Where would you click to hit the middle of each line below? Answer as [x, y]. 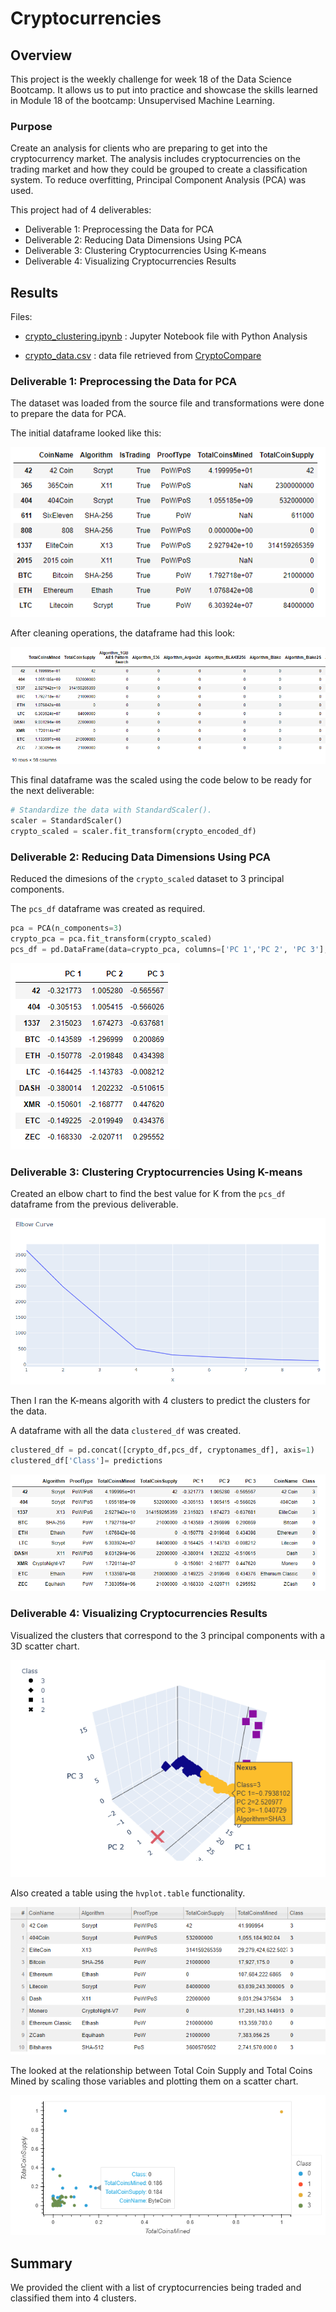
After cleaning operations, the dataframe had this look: [123, 633]
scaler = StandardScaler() [66, 821]
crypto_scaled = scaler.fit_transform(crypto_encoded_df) [133, 831]
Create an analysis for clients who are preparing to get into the [139, 148]
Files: [21, 317]
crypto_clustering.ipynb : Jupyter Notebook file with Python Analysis [166, 336]
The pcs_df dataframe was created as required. [108, 909]
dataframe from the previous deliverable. [94, 1204]
